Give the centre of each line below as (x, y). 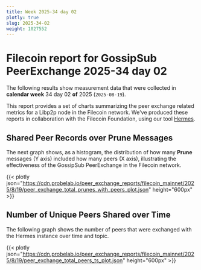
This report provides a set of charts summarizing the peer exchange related (100, 106)
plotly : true (23, 17)
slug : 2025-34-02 (28, 23)
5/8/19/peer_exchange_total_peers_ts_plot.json (65, 260)
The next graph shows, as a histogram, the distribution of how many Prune (99, 152)
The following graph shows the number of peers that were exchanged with (99, 229)
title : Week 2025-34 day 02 (42, 12)
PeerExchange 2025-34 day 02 (87, 71)
